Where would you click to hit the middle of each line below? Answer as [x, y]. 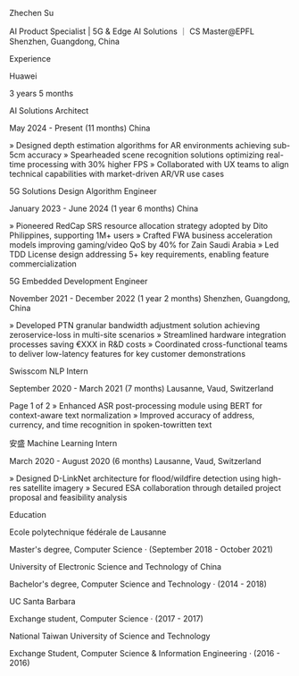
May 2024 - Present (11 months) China [80, 128]
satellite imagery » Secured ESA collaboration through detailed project [152, 488]
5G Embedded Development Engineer [79, 281]
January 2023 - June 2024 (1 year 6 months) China [104, 208]
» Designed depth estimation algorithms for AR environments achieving [140, 145]
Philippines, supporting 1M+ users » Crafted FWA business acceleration [141, 235]
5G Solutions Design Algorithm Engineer [83, 191]
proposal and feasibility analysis [68, 497]
